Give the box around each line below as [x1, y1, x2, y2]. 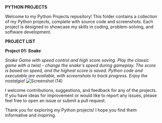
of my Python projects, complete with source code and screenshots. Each [5, 19, 153, 24]
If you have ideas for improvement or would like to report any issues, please [5, 92, 157, 98]
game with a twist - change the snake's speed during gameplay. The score [5, 63, 156, 68]
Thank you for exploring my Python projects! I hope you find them [5, 107, 137, 113]
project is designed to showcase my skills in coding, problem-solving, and [5, 24, 154, 30]
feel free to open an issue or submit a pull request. [5, 98, 106, 104]
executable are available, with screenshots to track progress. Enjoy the [5, 73, 148, 78]
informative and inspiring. [5, 112, 56, 118]
